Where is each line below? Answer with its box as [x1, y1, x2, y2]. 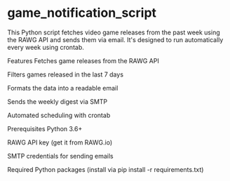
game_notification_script [7, 5, 156, 21]
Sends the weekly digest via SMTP [7, 97, 108, 106]
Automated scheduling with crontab [7, 111, 111, 119]
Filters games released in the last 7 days [7, 70, 124, 79]
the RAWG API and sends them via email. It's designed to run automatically [7, 35, 224, 43]
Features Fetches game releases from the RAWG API [7, 56, 159, 65]
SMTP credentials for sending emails [7, 152, 114, 160]
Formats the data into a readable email [7, 83, 119, 92]
